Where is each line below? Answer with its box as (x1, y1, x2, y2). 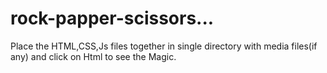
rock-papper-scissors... (10, 7, 215, 30)
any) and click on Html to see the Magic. (10, 50, 177, 62)
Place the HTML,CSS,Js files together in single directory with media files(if (10, 40, 318, 52)
